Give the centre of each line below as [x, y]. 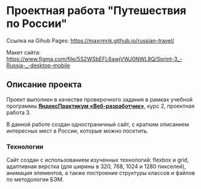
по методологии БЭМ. [35, 180]
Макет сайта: [24, 52]
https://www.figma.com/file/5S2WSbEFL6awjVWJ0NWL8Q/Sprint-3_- [94, 59]
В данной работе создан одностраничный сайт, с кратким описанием [98, 124]
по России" [37, 24]
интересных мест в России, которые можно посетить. [77, 131]
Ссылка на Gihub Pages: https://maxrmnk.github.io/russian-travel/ [90, 40]
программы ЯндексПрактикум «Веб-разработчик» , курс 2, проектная [100, 106]
